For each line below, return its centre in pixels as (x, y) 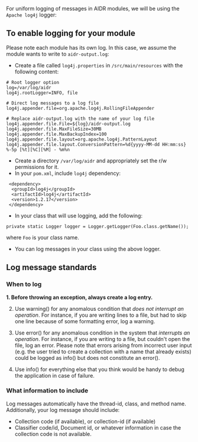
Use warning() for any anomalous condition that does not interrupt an (99, 308)
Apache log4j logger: (32, 15)
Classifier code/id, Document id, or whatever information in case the (98, 427)
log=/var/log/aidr (29, 87)
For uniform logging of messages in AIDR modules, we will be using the (93, 9)
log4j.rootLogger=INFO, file (42, 93)
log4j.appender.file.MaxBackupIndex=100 (57, 134)
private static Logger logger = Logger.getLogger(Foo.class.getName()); (98, 226)
